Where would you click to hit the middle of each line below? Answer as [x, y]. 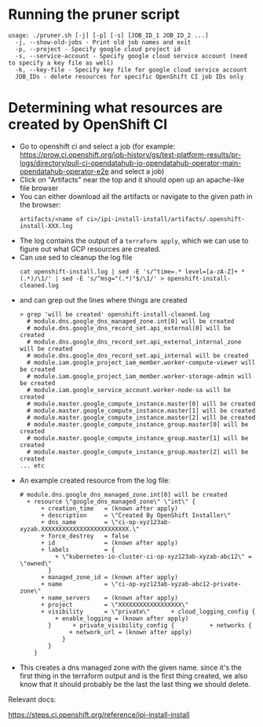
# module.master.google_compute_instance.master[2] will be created [141, 417]
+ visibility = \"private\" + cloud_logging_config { [148, 611]
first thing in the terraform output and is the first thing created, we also [133, 676]
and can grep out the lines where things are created [103, 299]
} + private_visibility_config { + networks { [150, 625]
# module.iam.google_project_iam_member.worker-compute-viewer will [141, 362]
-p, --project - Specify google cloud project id [98, 49]
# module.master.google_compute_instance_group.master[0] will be [138, 424]
